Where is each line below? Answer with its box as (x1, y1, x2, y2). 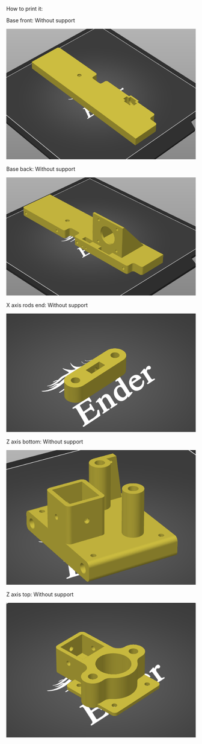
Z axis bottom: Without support (6, 437, 84, 445)
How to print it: (6, 5, 43, 12)
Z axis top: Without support (6, 591, 74, 598)
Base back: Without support (6, 165, 76, 173)
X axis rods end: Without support (6, 301, 88, 308)
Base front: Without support (6, 17, 75, 24)
